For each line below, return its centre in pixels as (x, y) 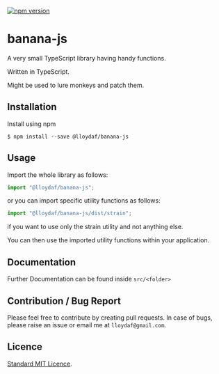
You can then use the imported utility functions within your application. (108, 240)
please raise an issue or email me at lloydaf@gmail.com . (87, 325)
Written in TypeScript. (38, 71)
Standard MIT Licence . (40, 364)
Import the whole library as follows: (58, 175)
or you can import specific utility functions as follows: (84, 201)
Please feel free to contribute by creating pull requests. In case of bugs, (110, 318)
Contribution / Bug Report (64, 301)
